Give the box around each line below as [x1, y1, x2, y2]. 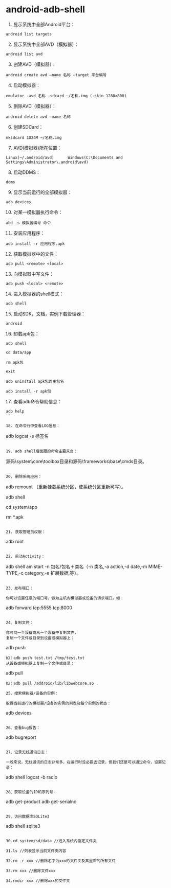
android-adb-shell [6, 4, 85, 15]
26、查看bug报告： [6, 725, 40, 730]
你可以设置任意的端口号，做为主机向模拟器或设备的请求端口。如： [6, 595, 124, 600]
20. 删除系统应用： [6, 474, 42, 479]
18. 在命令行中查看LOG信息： [6, 423, 60, 428]
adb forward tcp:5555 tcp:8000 [6, 605, 72, 611]
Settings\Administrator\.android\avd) [6, 159, 89, 165]
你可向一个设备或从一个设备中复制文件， [6, 630, 78, 635]
